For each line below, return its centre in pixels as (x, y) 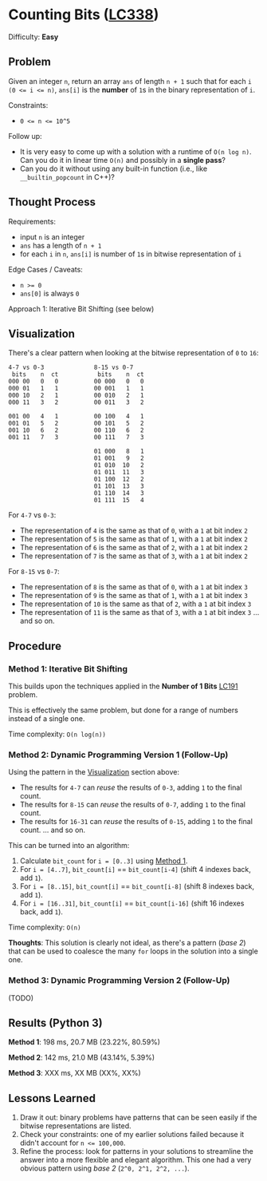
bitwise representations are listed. (75, 1126)
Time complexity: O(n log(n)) (57, 734)
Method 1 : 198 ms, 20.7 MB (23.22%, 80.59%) (84, 1042)
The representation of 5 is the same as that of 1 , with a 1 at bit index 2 (134, 539)
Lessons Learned (52, 1098)
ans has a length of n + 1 (61, 245)
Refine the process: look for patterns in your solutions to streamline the (136, 1151)
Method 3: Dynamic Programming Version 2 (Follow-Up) (119, 981)
